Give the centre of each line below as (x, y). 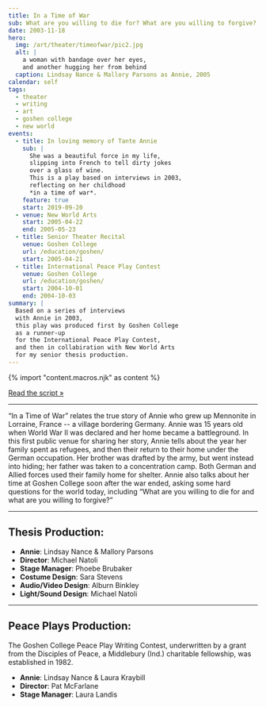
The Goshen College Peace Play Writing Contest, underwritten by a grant (127, 645)
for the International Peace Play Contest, (88, 340)
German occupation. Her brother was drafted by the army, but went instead (131, 458)
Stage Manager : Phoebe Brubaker (76, 568)
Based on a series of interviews (70, 310)
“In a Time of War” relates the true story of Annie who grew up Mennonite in (132, 415)
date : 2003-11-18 (37, 30)
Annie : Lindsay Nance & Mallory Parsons (87, 551)
